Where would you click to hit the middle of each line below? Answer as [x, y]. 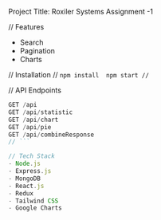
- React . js [26, 186]
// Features [26, 27]
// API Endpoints [35, 90]
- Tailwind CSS [33, 201]
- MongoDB [25, 179]
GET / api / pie [30, 127]
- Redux [21, 193]
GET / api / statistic [41, 112]
